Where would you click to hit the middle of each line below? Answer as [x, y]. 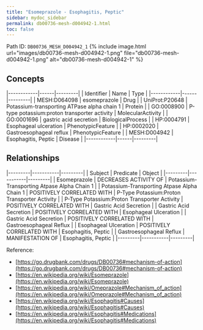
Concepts [25, 79]
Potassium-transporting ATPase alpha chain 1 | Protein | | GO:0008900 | [97, 107]
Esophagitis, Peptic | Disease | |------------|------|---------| [82, 139]
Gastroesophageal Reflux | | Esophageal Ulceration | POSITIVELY [88, 225]
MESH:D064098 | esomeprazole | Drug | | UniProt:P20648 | [112, 100]
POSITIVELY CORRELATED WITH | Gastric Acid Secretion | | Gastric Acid [98, 205]
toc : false [20, 29]
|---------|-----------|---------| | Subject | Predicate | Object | [84, 173]
